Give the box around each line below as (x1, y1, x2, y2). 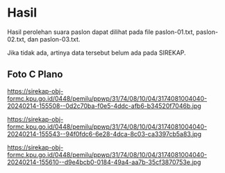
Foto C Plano (7, 69, 63, 80)
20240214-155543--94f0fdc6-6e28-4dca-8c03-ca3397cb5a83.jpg (7, 129, 202, 138)
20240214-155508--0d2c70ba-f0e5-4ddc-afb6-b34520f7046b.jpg (7, 102, 201, 110)
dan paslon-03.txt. (27, 35, 81, 43)
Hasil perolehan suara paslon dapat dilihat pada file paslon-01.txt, (7, 28, 195, 36)
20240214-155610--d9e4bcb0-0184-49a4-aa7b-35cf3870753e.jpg (7, 158, 201, 166)
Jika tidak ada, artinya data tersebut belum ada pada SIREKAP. (7, 48, 186, 57)
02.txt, (7, 35, 26, 43)
